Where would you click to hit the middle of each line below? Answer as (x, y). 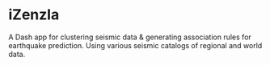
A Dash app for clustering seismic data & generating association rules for (130, 37)
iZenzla (34, 15)
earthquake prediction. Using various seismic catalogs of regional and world (135, 45)
